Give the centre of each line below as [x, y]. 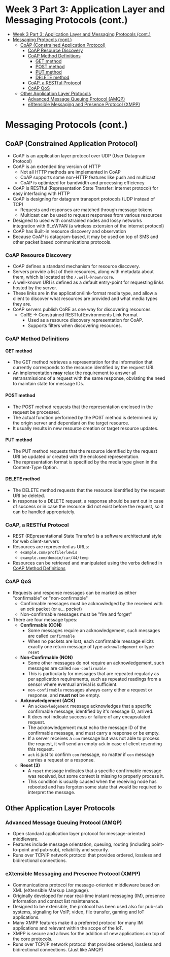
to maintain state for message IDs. [48, 384]
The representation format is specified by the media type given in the [85, 462]
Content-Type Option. [35, 467]
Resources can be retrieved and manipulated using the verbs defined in [87, 563]
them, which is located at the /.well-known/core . [63, 277]
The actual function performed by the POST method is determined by [85, 417]
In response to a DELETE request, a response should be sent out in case [88, 501]
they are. [22, 304]
